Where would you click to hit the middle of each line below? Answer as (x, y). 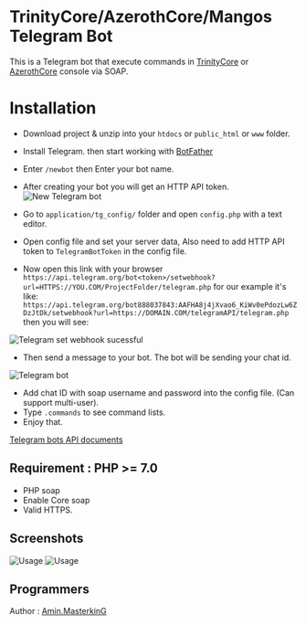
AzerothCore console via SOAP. (69, 71)
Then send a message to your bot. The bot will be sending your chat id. (157, 357)
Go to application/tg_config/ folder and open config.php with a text (153, 214)
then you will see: (56, 322)
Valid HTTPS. (47, 510)
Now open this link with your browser (93, 269)
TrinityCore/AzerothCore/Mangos (141, 17)
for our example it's (250, 286)
